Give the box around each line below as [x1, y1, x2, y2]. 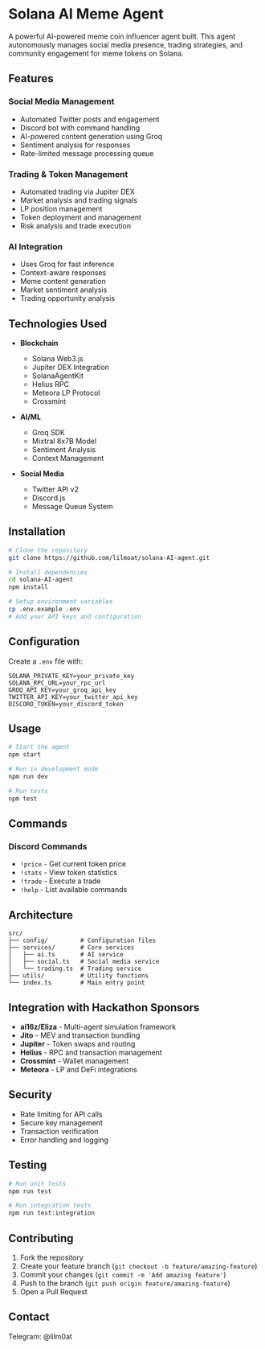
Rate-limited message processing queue [19, 148, 154, 158]
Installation [8, 524, 66, 539]
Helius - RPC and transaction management [19, 1047, 162, 1058]
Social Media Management [8, 96, 115, 107]
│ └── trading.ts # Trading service [8, 964, 142, 973]
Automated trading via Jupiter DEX [19, 187, 135, 196]
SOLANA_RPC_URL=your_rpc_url [8, 679, 106, 687]
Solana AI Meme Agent [8, 5, 165, 23]
